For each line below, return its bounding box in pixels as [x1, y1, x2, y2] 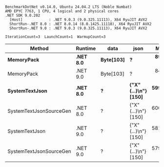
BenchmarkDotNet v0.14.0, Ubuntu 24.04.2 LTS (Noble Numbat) [5, 4, 132, 9]
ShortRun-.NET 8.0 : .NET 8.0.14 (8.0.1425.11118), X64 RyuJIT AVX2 [9, 21, 152, 26]
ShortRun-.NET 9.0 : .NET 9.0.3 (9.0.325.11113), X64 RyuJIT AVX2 [9, 26, 147, 31]
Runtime [76, 45, 96, 52]
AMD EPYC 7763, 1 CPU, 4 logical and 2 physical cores [5, 9, 119, 14]
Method [30, 45, 49, 52]
